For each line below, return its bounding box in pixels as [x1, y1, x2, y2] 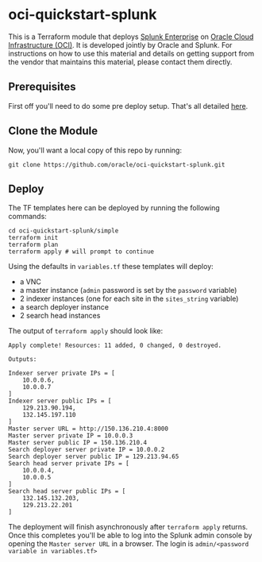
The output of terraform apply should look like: [8, 326, 164, 336]
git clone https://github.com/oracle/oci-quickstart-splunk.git [8, 160, 225, 168]
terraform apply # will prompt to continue [8, 248, 155, 256]
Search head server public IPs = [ [8, 487, 126, 495]
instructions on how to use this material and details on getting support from [8, 48, 255, 58]
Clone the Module [8, 125, 98, 138]
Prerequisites [8, 80, 76, 94]
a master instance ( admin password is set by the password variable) [19, 286, 237, 295]
